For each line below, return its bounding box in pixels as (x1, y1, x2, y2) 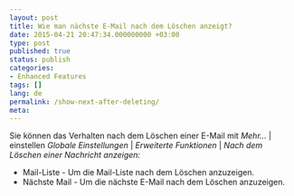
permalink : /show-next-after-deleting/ (9, 97, 160, 107)
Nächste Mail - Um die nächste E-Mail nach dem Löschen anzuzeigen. (22, 177, 286, 188)
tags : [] (9, 80, 43, 89)
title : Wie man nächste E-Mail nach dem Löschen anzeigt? (9, 22, 232, 31)
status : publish (9, 55, 71, 64)
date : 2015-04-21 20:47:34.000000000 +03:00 (9, 30, 180, 39)
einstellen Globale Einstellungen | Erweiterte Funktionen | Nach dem (9, 140, 263, 151)
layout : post (9, 13, 59, 23)
